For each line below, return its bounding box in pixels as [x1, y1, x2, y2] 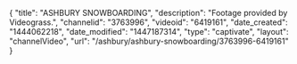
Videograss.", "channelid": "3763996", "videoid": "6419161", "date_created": [9, 17, 288, 28]
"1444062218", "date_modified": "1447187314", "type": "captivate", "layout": [9, 27, 289, 36]
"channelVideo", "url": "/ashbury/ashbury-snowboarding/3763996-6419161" [9, 36, 289, 46]
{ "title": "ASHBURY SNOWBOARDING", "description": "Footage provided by [9, 8, 288, 18]
